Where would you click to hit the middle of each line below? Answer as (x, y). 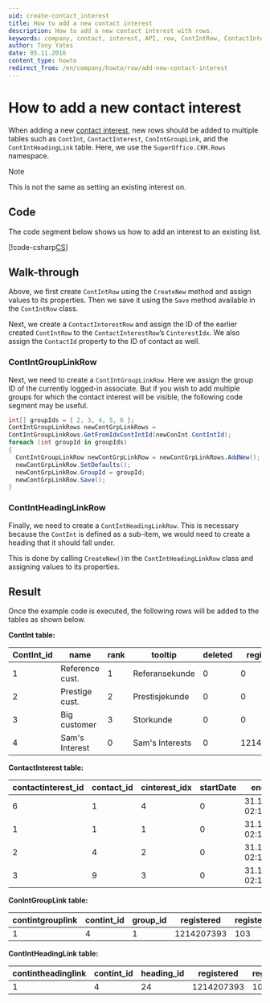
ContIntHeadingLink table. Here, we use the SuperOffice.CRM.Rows (117, 147)
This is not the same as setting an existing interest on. (97, 186)
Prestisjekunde (161, 697)
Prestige (76, 692)
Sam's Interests (162, 743)
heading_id (163, 973)
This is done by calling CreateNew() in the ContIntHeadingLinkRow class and (131, 558)
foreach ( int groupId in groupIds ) (68, 443)
